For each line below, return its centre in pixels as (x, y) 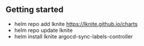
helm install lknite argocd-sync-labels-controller (73, 36)
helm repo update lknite (43, 30)
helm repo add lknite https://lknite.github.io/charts (76, 24)
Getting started (35, 10)
